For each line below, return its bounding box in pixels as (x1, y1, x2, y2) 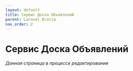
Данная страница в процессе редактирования (5, 60, 108, 66)
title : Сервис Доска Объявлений (5, 12, 74, 17)
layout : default (5, 7, 40, 13)
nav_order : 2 (5, 21, 33, 27)
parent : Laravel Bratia (5, 17, 56, 22)
